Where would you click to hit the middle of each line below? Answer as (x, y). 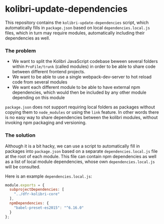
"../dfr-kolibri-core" (37, 194)
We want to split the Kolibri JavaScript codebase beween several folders (85, 61)
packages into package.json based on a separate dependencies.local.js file (81, 151)
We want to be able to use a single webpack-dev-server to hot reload (82, 77)
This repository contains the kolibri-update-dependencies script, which (77, 22)
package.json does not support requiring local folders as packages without (80, 107)
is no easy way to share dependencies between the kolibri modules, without (82, 118)
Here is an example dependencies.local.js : (49, 176)
